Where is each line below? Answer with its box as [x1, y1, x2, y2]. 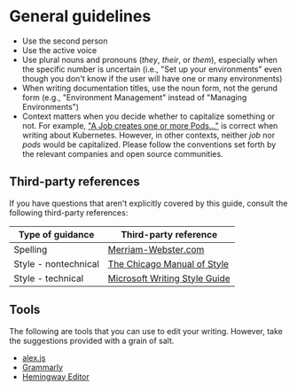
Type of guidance [18, 228, 95, 240]
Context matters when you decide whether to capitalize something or [21, 111, 276, 121]
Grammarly [21, 362, 64, 372]
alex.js [21, 352, 46, 363]
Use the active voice [21, 44, 98, 55]
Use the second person [21, 35, 108, 46]
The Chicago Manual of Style [107, 257, 229, 270]
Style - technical [13, 272, 84, 285]
